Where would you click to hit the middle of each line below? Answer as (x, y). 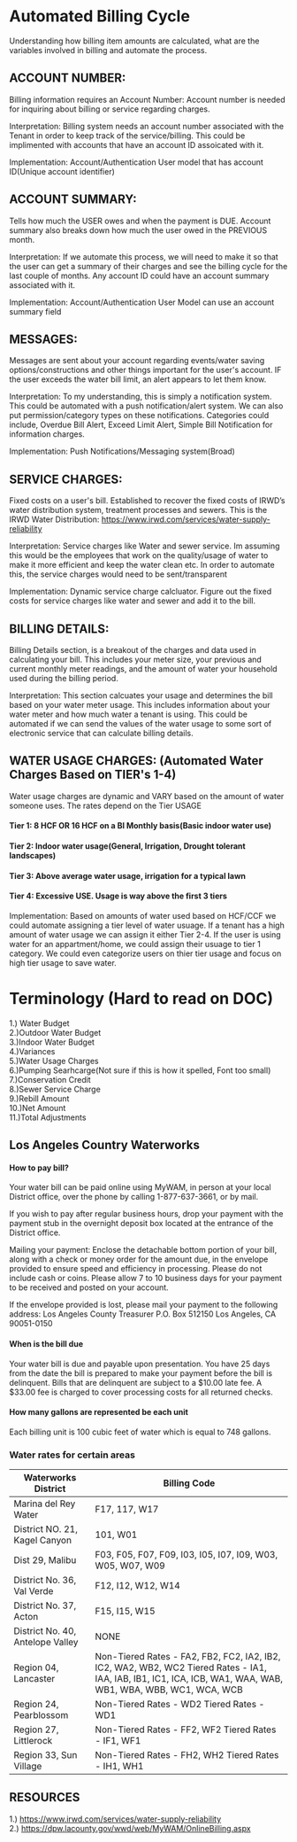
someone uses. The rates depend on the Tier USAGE (105, 805)
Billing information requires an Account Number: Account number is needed (147, 99)
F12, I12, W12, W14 (138, 1586)
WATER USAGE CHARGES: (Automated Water (136, 761)
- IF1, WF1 (118, 1741)
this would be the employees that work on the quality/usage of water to (139, 556)
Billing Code (189, 1483)
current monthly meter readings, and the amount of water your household (143, 669)
